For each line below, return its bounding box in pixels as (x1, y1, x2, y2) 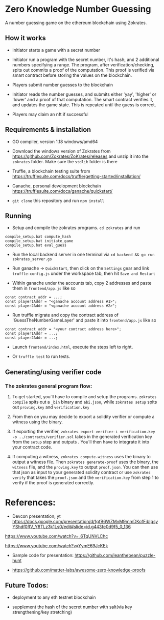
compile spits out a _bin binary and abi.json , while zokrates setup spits (12, 399, 157, 405)
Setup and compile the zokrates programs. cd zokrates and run (12, 225, 141, 231)
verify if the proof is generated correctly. (12, 480, 94, 486)
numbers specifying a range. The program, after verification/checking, (12, 61, 155, 67)
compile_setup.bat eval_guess (5, 243, 67, 248)
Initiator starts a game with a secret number (12, 47, 100, 53)
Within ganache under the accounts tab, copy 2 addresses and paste (12, 280, 152, 286)
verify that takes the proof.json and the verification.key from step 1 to (12, 474, 159, 480)
